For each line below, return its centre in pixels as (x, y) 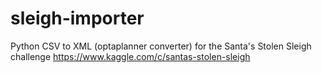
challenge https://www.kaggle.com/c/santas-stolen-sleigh (130, 56)
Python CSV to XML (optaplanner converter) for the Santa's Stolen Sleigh (161, 46)
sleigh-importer (77, 18)
